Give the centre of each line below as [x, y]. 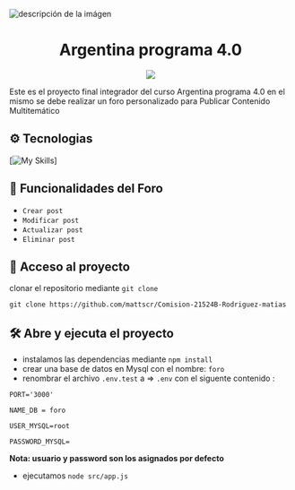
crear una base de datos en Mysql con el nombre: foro [123, 369]
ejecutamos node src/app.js [75, 476]
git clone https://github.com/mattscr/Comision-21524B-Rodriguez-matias [148, 305]
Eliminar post [48, 239]
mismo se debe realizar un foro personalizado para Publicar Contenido [140, 101]
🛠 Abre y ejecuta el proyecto [92, 333]
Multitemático [35, 110]
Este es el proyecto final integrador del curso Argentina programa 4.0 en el [147, 91]
